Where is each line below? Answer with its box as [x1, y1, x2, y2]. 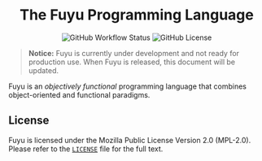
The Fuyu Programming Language [20, 6, 254, 24]
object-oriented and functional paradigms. [8, 89, 151, 99]
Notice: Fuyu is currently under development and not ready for [28, 48, 240, 58]
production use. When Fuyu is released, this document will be [28, 57, 236, 67]
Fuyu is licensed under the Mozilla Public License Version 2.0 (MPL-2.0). [8, 135, 251, 145]
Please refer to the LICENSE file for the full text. [8, 144, 164, 154]
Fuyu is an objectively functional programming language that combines [8, 81, 247, 91]
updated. [28, 65, 59, 75]
